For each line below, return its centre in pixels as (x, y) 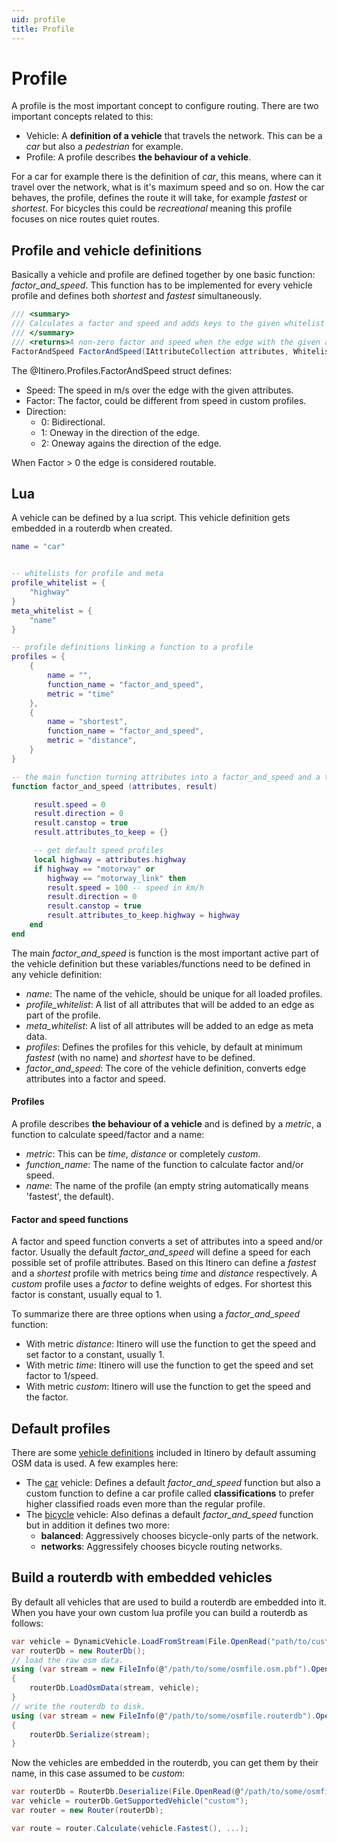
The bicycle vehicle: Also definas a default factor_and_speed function (169, 1515)
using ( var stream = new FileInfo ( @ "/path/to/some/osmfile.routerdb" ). (163, 1716)
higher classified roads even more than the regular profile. (145, 1504)
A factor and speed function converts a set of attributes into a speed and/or (167, 1242)
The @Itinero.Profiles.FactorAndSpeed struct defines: (122, 370)
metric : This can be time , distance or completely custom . (143, 1154)
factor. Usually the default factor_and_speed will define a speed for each (161, 1252)
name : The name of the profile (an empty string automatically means (167, 1186)
